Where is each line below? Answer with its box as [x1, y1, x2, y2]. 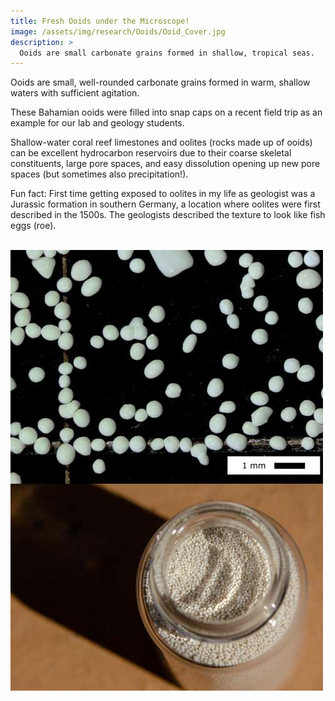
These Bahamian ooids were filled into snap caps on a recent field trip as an [10, 106, 323, 119]
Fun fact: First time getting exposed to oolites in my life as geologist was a [10, 188, 316, 200]
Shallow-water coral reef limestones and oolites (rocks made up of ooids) [10, 136, 313, 149]
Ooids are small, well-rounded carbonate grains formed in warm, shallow [10, 76, 311, 89]
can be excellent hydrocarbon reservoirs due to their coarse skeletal [10, 147, 292, 159]
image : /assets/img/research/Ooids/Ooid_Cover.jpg [10, 26, 226, 37]
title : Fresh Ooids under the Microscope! [10, 16, 190, 26]
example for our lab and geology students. [10, 117, 185, 129]
